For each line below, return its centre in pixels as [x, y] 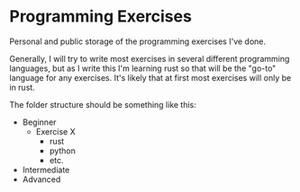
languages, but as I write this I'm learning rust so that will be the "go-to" [143, 68]
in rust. [23, 87]
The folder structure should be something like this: [103, 104]
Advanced [41, 179]
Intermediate [46, 170]
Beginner [39, 122]
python [63, 151]
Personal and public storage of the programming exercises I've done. [138, 41]
